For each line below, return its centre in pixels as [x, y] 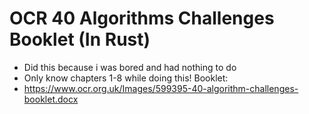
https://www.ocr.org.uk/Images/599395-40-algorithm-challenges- [161, 88]
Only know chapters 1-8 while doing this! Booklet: [126, 78]
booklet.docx [51, 99]
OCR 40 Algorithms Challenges [142, 18]
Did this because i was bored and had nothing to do [130, 67]
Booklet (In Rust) [80, 39]
